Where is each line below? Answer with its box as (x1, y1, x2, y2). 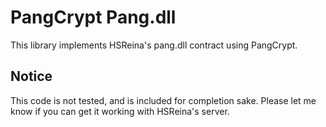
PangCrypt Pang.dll (10, 6, 177, 29)
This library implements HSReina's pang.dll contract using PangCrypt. (10, 39, 298, 51)
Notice (10, 68, 53, 85)
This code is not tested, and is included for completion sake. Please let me (10, 94, 317, 106)
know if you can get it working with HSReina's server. (10, 105, 230, 117)
